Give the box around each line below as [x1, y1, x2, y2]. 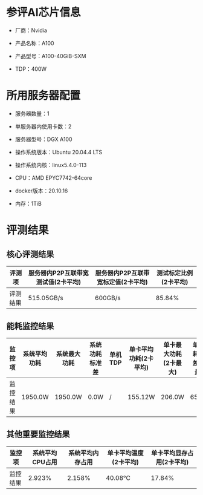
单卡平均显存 [150, 448, 188, 457]
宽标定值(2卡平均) [96, 278, 148, 286]
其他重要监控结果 [6, 429, 70, 439]
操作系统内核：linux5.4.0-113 [14, 161, 87, 168]
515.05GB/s [28, 293, 63, 302]
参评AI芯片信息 [6, 5, 81, 19]
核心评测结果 [6, 249, 54, 260]
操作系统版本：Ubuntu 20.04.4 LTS [14, 148, 103, 156]
